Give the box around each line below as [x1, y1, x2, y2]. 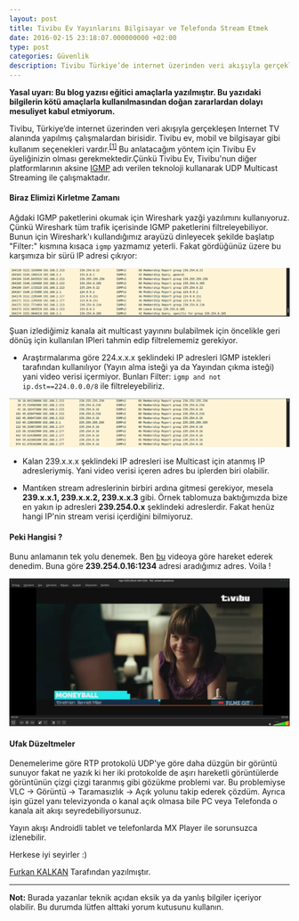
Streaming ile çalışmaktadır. [9, 172, 110, 183]
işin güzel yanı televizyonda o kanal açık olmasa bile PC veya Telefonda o [9, 796, 278, 807]
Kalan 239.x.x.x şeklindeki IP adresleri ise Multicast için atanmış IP [21, 456, 265, 467]
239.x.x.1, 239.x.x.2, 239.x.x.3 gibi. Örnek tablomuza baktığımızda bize [21, 492, 288, 503]
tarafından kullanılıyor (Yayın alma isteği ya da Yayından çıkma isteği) [21, 361, 275, 372]
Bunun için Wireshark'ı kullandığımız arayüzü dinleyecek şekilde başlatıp [9, 231, 275, 242]
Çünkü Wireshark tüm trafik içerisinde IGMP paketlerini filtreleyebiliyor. [9, 221, 269, 232]
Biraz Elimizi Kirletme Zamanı [9, 193, 120, 203]
